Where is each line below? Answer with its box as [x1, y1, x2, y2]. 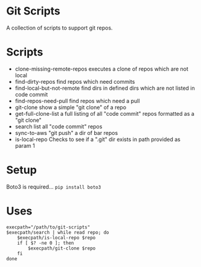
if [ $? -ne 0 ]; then [17, 240, 74, 246]
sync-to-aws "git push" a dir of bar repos [14, 129, 118, 136]
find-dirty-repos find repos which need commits [14, 78, 135, 85]
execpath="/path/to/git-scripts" [6, 224, 91, 230]
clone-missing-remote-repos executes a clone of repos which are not [14, 65, 189, 72]
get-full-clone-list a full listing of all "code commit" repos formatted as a [14, 110, 195, 117]
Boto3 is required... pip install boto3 [6, 183, 101, 190]
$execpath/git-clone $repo [28, 245, 96, 251]
